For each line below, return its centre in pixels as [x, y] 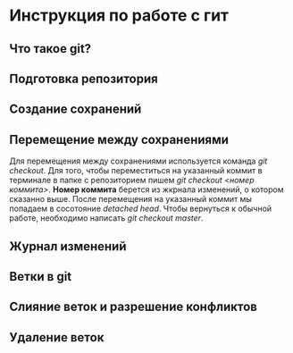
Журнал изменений [68, 246]
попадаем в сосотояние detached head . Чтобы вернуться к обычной [141, 209]
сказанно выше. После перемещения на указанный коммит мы [130, 199]
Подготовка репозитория [84, 78]
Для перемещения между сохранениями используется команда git [138, 161]
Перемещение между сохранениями [119, 139]
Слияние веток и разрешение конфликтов [133, 307]
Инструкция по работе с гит [119, 16]
